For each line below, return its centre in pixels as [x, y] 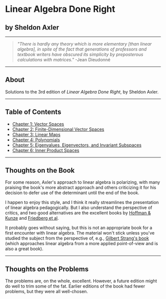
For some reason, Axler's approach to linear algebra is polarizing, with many [83, 182]
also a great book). [24, 249]
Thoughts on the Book [40, 171]
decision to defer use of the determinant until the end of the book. [72, 193]
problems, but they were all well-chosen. [46, 292]
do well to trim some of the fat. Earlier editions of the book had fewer [75, 286]
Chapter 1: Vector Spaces [38, 124]
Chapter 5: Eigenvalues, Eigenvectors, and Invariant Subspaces [77, 145]
